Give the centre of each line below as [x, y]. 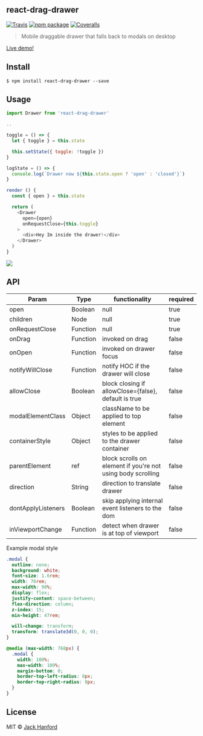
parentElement [30, 466]
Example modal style [32, 548]
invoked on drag [125, 339]
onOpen [21, 352]
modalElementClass [37, 415]
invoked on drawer [128, 348]
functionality [133, 299]
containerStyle [30, 441]
